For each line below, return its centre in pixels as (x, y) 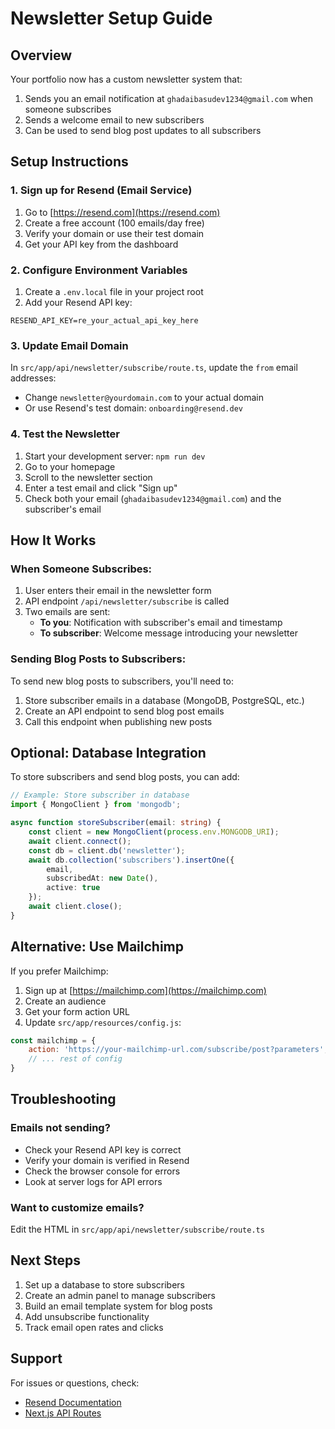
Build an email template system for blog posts (118, 1306)
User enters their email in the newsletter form (118, 591)
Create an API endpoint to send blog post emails (124, 711)
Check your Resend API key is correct (103, 1149)
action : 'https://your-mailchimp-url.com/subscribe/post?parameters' (176, 1050)
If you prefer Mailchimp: (59, 971)
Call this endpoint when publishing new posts (118, 721)
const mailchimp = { (53, 1040)
